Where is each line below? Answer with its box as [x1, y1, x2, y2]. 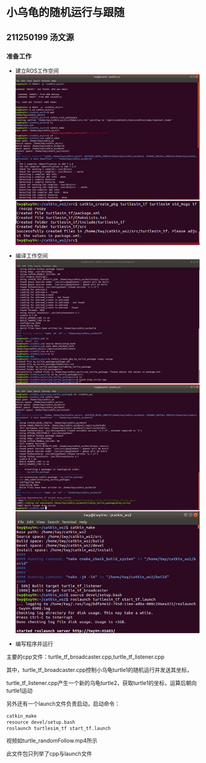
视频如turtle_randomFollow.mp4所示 [6, 737, 98, 745]
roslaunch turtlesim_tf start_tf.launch [6, 725, 112, 732]
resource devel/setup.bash [6, 719, 75, 725]
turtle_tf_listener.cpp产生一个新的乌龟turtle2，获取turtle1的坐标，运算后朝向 [6, 679, 197, 687]
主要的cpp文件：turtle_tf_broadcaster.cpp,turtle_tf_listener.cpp [6, 653, 164, 661]
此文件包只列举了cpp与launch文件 [6, 750, 93, 757]
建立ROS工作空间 [15, 67, 59, 74]
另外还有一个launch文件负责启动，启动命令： [6, 700, 121, 708]
